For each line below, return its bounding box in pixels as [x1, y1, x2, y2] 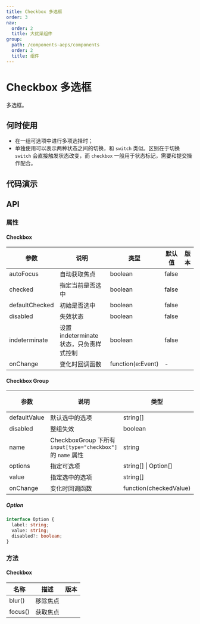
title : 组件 [11, 53, 40, 59]
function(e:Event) [110, 360, 159, 368]
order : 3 [6, 14, 28, 20]
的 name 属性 [50, 451, 84, 459]
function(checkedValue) [123, 484, 191, 492]
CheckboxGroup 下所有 [50, 436, 116, 444]
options [9, 462, 30, 470]
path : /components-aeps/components [11, 42, 100, 48]
